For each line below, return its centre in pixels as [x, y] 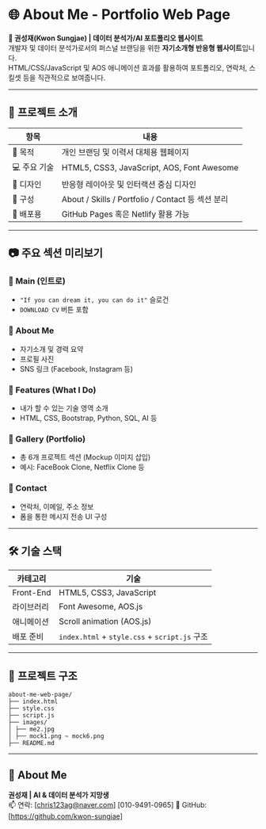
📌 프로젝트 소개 [43, 113]
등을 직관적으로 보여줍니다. [64, 78]
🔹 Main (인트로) [37, 281]
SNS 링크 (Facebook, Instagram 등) [76, 369]
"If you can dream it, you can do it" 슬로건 [94, 300]
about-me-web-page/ [40, 695]
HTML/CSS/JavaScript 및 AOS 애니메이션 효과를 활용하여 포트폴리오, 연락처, [128, 67]
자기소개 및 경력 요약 [51, 349]
